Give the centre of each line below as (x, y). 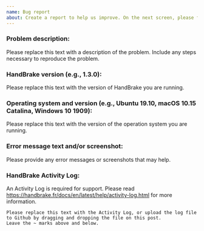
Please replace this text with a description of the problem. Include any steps (101, 52)
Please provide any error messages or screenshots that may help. (89, 159)
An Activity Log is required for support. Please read (70, 188)
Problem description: (38, 39)
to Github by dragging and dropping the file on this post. (84, 218)
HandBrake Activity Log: (43, 175)
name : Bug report (28, 12)
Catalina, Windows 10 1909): (49, 111)
